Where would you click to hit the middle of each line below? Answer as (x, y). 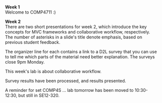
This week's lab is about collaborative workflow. (53, 71)
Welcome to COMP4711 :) (30, 12)
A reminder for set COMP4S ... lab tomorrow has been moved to (70, 90)
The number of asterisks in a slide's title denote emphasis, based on (74, 37)
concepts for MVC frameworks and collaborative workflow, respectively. (78, 32)
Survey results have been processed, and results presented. (66, 81)
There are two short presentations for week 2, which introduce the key (76, 27)
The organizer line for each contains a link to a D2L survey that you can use (81, 51)
